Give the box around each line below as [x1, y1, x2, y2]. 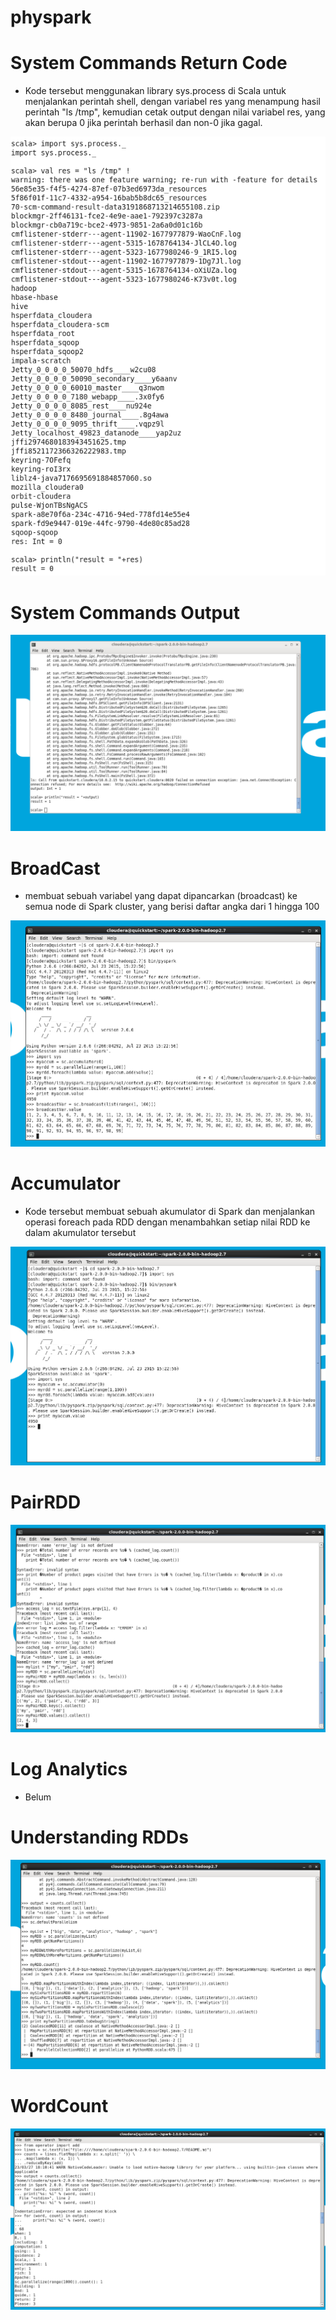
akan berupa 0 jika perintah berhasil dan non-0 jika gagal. [24, 117, 263, 129]
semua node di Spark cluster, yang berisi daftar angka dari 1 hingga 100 [24, 901, 320, 913]
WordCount [10, 2095, 109, 2118]
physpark [10, 6, 92, 29]
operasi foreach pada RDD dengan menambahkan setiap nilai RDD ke [24, 1216, 311, 1228]
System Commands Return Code [10, 52, 288, 75]
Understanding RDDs [10, 1826, 189, 1849]
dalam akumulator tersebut [24, 1226, 137, 1238]
